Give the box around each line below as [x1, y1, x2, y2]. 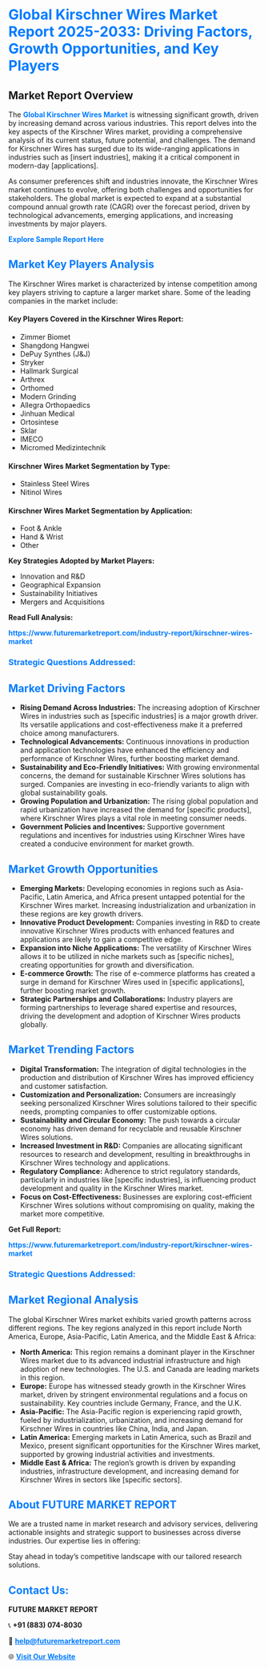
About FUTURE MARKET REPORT [8, 1498, 178, 1511]
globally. [19, 1019, 48, 1029]
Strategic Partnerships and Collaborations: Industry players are [19, 994, 234, 1003]
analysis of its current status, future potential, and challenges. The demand [8, 135, 256, 145]
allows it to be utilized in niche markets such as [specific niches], [19, 951, 234, 961]
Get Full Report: [8, 1224, 62, 1234]
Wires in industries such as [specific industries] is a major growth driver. [19, 712, 258, 721]
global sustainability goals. [19, 788, 108, 798]
